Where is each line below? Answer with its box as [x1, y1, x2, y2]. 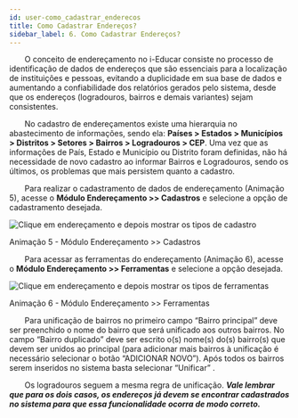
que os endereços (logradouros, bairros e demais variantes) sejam [9, 92, 254, 102]
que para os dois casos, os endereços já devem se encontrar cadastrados [9, 389, 290, 400]
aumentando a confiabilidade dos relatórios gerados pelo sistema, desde [9, 82, 277, 94]
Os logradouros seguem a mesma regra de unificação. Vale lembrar [24, 380, 276, 390]
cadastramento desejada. [9, 202, 103, 213]
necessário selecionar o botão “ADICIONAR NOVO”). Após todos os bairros [9, 353, 285, 364]
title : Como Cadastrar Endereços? [9, 21, 138, 30]
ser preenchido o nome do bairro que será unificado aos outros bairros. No [9, 324, 285, 335]
